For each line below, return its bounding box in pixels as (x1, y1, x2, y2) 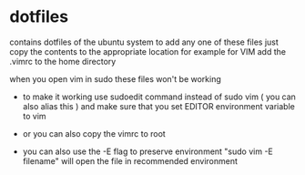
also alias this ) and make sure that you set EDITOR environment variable (22, 100, 296, 111)
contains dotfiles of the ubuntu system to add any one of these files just (9, 36, 280, 47)
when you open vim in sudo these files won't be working (9, 73, 221, 84)
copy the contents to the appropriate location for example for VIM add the (9, 46, 287, 57)
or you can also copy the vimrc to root (22, 128, 166, 139)
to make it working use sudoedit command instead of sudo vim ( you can (22, 91, 296, 102)
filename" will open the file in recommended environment (22, 155, 239, 166)
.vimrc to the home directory (9, 56, 117, 67)
